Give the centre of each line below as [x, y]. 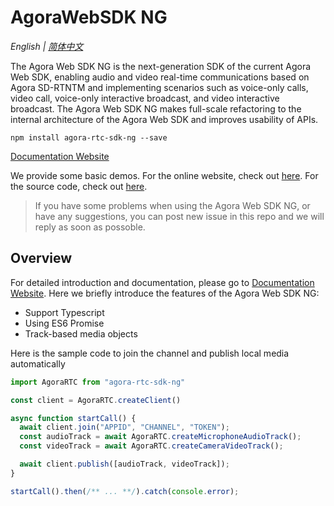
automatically [38, 363]
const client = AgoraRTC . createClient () [96, 400]
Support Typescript [64, 312]
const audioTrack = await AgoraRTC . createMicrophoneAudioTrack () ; [160, 437]
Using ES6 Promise [64, 323]
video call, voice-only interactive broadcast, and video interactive [145, 98]
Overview [41, 258]
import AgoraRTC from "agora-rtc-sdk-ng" [98, 382]
